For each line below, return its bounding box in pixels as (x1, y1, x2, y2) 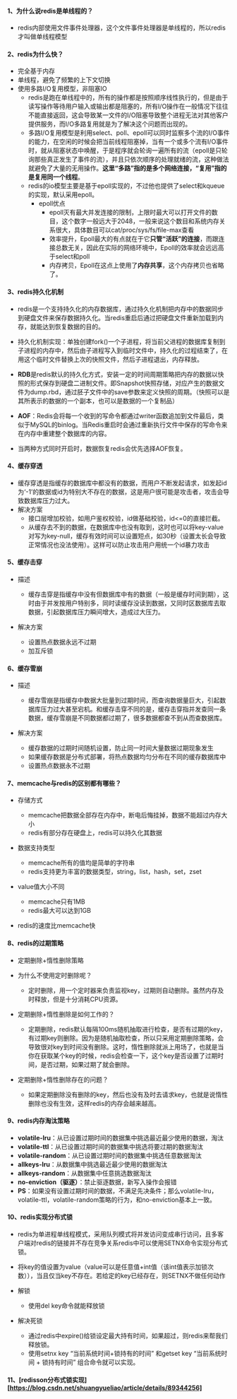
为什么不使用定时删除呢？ (17, 971, 92, 979)
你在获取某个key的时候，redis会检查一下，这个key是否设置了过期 (28, 1051, 218, 1060)
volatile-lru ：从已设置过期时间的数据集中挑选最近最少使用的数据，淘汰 (17, 1133, 224, 1142)
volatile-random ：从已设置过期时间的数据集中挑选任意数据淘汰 (17, 1151, 202, 1159)
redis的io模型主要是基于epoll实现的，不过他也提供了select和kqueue (28, 182, 225, 190)
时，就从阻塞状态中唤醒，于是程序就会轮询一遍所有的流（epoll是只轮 (28, 146, 228, 155)
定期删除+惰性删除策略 (17, 956, 85, 964)
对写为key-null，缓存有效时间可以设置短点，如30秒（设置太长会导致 (28, 531, 226, 540)
